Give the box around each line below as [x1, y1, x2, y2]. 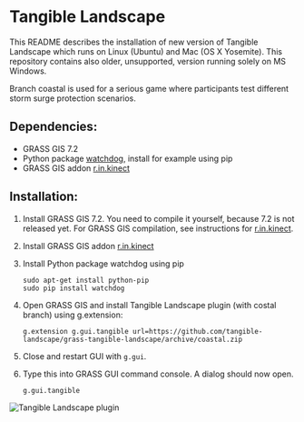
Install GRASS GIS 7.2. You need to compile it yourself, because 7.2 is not [22, 213, 295, 224]
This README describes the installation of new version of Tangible [9, 36, 259, 47]
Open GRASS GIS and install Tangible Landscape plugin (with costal [22, 299, 277, 310]
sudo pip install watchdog [22, 284, 125, 293]
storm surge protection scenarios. [9, 93, 136, 104]
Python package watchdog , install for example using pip [22, 153, 233, 164]
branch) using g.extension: [22, 309, 123, 320]
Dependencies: [9, 119, 98, 135]
